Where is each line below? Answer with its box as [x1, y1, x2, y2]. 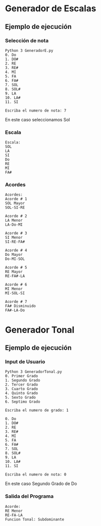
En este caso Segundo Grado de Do [5, 480, 77, 487]
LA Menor [5, 218, 23, 223]
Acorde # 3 [5, 231, 27, 236]
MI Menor [5, 287, 23, 292]
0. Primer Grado [5, 374, 38, 379]
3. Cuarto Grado [5, 387, 38, 391]
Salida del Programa [5, 493, 54, 500]
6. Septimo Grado [5, 399, 40, 404]
